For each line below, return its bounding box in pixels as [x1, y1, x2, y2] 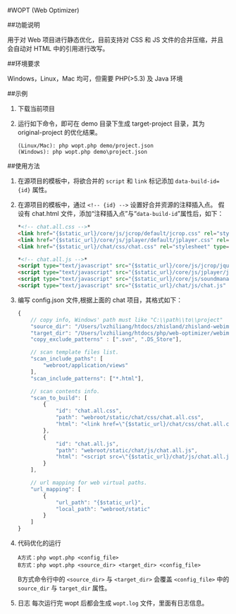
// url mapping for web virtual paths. [30, 479, 148, 486]
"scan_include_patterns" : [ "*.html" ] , [30, 375, 144, 382]
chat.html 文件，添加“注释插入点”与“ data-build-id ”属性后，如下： [31, 210, 224, 217]
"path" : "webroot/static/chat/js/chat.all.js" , [55, 447, 198, 454]
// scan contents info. [30, 387, 100, 395]
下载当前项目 [17, 104, 55, 112]
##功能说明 [7, 20, 40, 29]
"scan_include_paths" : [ [30, 356, 104, 363]
